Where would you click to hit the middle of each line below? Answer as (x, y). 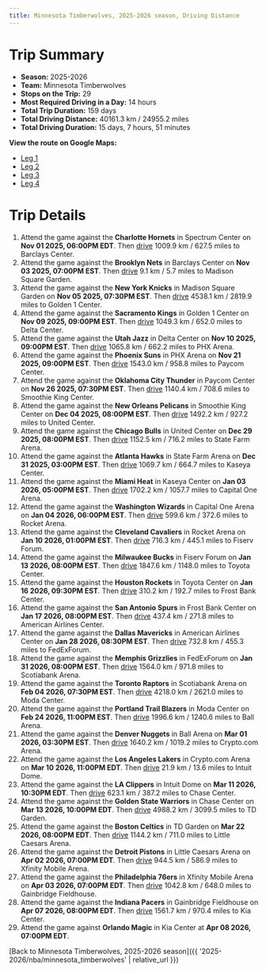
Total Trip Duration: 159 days (68, 110)
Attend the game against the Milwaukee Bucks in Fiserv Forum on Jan (136, 557)
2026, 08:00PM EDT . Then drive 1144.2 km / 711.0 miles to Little (125, 835)
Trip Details (47, 215)
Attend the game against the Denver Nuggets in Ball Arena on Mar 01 (134, 734)
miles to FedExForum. (56, 650)
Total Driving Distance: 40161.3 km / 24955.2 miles (104, 119)
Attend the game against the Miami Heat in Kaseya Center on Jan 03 (133, 481)
